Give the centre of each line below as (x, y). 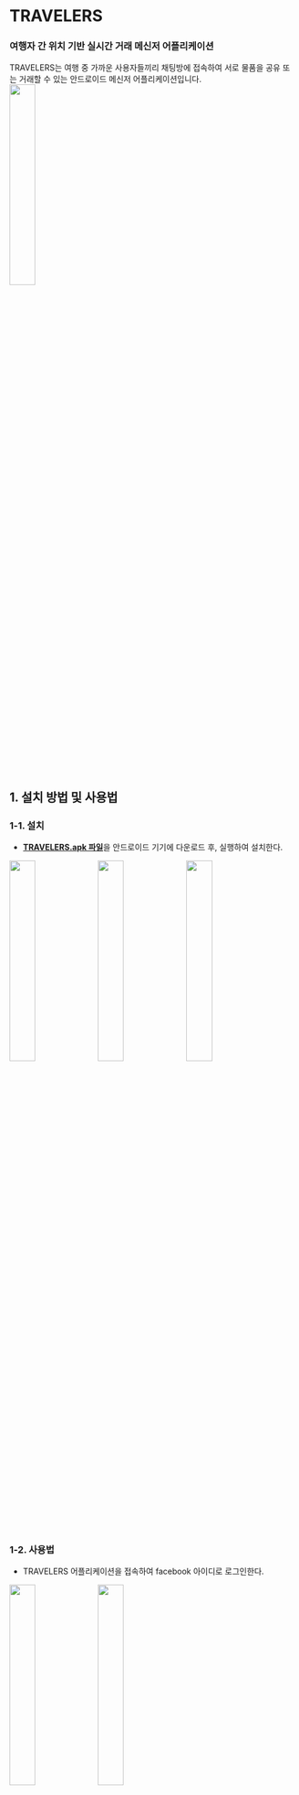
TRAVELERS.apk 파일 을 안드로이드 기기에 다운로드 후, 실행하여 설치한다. (153, 848)
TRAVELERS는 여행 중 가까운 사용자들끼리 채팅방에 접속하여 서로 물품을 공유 (145, 68)
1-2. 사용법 (32, 1550)
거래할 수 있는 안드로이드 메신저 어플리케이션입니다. (110, 80)
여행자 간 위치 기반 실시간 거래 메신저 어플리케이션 (112, 47)
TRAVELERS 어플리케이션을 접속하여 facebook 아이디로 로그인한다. (143, 1571)
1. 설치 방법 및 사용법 (64, 797)
